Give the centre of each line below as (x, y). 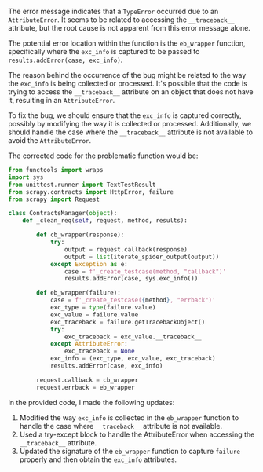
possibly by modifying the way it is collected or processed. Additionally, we (130, 124)
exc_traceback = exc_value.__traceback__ (133, 337)
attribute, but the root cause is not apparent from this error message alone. (130, 28)
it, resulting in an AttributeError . (62, 100)
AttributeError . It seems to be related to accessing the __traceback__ (121, 20)
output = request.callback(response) (126, 249)
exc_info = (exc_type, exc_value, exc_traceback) (133, 359)
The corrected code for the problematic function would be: (103, 156)
